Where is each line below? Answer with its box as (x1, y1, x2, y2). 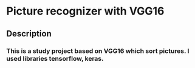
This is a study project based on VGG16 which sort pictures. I (6, 47, 190, 55)
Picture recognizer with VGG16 (6, 4, 165, 18)
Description (6, 29, 52, 39)
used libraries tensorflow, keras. (6, 54, 104, 63)
